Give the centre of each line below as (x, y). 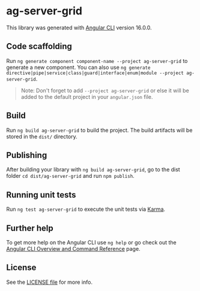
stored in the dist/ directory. (42, 137)
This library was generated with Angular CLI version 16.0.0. (79, 28)
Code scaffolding (39, 46)
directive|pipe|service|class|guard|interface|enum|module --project (95, 73)
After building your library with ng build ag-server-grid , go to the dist (93, 169)
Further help (30, 228)
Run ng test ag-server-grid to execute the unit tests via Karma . (86, 209)
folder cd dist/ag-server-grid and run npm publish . (71, 176)
